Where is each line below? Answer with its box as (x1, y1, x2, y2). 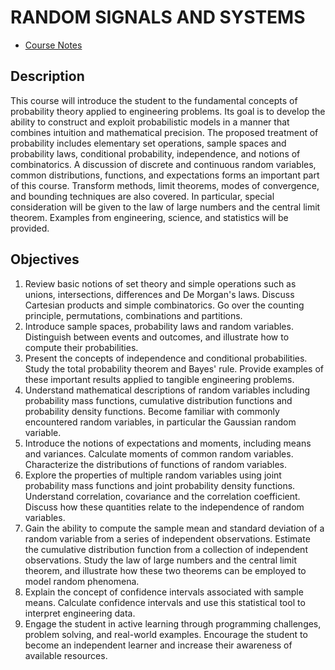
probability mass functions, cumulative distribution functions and (24, 394, 293, 406)
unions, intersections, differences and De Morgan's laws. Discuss (24, 288, 295, 300)
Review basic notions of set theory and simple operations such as (24, 277, 297, 290)
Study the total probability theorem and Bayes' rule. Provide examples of (24, 362, 324, 375)
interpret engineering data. (24, 607, 136, 619)
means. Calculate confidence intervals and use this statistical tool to (24, 596, 306, 608)
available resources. (24, 649, 108, 661)
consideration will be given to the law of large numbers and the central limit (10, 201, 321, 213)
